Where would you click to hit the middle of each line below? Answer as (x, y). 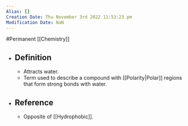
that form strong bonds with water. (65, 84)
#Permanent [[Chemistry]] (38, 39)
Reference (34, 102)
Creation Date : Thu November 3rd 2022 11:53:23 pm (69, 17)
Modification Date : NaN (35, 22)
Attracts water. (41, 71)
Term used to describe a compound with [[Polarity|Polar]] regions (103, 78)
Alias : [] (18, 11)
